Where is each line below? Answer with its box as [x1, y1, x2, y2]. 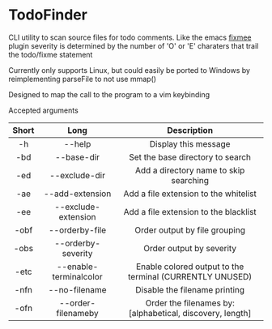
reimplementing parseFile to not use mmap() [8, 74, 156, 83]
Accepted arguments [8, 105, 79, 115]
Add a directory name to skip [134, 164, 245, 176]
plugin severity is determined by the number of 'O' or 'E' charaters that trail [8, 41, 259, 50]
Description [167, 124, 213, 135]
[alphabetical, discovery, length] [128, 307, 252, 318]
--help [63, 138, 91, 149]
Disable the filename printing [135, 284, 245, 295]
